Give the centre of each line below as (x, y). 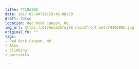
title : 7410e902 (21, 9)
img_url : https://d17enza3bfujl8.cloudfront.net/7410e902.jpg (69, 28)
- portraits (17, 55)
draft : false (18, 18)
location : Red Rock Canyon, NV (37, 23)
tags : (10, 37)
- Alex (12, 46)
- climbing (16, 50)
